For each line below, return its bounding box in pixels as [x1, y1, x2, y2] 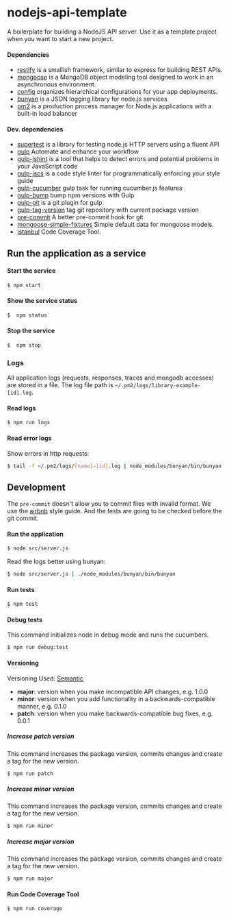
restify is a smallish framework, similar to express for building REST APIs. [16, 66, 223, 74]
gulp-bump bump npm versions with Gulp [16, 191, 135, 199]
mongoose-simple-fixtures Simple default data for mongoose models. [16, 221, 214, 229]
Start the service [7, 267, 56, 275]
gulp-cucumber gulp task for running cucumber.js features [16, 184, 183, 193]
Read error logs [7, 434, 52, 442]
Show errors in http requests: [7, 449, 90, 457]
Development [7, 481, 66, 493]
